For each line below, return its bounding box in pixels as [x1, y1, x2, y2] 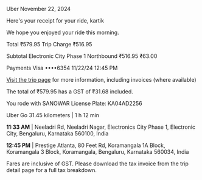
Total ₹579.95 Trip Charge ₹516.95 [6, 41, 92, 48]
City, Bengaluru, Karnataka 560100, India [6, 130, 109, 137]
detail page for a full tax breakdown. [6, 167, 97, 173]
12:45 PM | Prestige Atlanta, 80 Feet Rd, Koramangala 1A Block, [6, 142, 165, 149]
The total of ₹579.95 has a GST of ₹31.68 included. [6, 88, 134, 95]
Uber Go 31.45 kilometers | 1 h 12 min [6, 112, 99, 118]
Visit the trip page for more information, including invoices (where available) [6, 76, 197, 83]
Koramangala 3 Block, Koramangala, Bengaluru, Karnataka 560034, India [6, 148, 189, 155]
